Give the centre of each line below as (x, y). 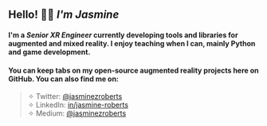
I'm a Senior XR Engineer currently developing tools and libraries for (123, 35)
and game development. (49, 52)
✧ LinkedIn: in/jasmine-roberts (78, 105)
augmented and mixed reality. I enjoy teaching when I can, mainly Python (132, 43)
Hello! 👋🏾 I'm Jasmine (64, 15)
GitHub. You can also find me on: (64, 79)
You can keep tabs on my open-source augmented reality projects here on (133, 70)
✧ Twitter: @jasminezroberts (75, 96)
